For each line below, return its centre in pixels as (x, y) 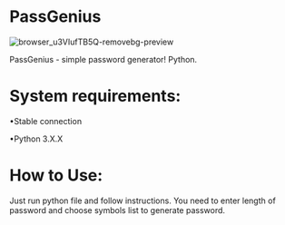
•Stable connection (46, 121)
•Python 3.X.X (36, 139)
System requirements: (95, 96)
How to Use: (56, 176)
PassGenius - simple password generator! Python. (103, 59)
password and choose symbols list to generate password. (117, 210)
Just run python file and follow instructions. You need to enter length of (143, 201)
